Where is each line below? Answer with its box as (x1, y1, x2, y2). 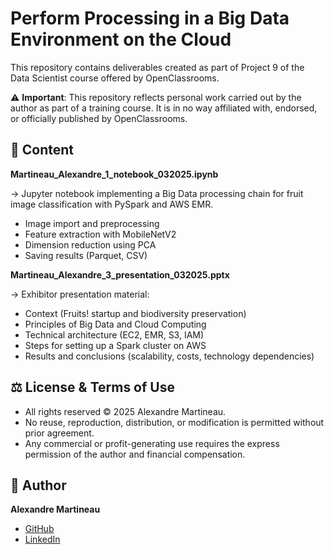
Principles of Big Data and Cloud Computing (24, 318, 207, 330)
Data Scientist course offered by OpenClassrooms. (10, 72, 220, 84)
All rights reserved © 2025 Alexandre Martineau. (24, 405, 227, 417)
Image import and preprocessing (24, 217, 160, 229)
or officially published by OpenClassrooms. (10, 112, 188, 124)
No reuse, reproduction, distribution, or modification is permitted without (24, 416, 325, 428)
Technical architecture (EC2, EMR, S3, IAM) (24, 328, 205, 341)
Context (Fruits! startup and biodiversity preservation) (24, 307, 247, 319)
